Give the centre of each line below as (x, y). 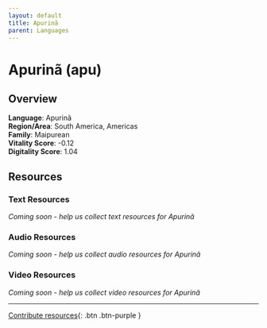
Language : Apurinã (40, 118)
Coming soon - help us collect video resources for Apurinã (104, 292)
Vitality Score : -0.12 (41, 143)
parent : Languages (39, 30)
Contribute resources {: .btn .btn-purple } (75, 315)
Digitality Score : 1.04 (43, 152)
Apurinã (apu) (55, 69)
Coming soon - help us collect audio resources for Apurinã (104, 254)
